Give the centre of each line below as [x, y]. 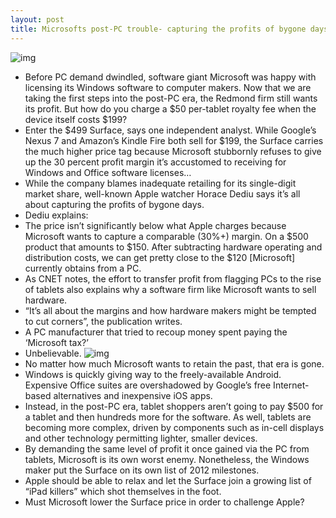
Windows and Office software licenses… [108, 172]
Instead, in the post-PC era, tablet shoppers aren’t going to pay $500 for [174, 406]
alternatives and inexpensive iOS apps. [133, 395]
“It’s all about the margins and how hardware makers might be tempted [170, 310]
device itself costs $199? [76, 119]
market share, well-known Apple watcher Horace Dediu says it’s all [162, 193]
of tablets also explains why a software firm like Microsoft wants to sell [170, 289]
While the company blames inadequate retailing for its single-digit [160, 183]
